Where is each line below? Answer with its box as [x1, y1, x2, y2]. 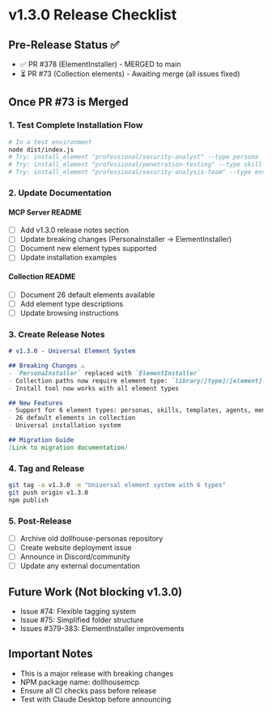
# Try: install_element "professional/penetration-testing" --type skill [8, 160, 263, 169]
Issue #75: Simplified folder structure [19, 615, 144, 625]
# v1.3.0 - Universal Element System [8, 347, 136, 355]
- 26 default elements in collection [8, 414, 136, 422]
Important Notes [8, 647, 93, 661]
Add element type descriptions [19, 299, 124, 308]
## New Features [8, 399, 63, 407]
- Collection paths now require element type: [8, 376, 168, 385]
